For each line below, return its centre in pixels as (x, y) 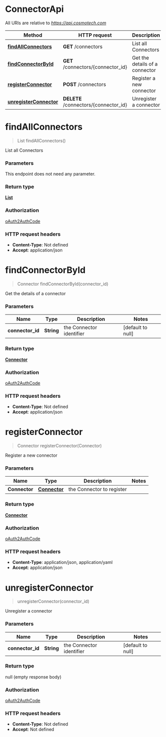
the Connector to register (98, 490)
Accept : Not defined (33, 730)
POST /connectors (84, 84)
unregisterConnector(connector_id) (53, 602)
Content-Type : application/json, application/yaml (62, 562)
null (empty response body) (33, 677)
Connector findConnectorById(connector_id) (63, 284)
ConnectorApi (35, 9)
